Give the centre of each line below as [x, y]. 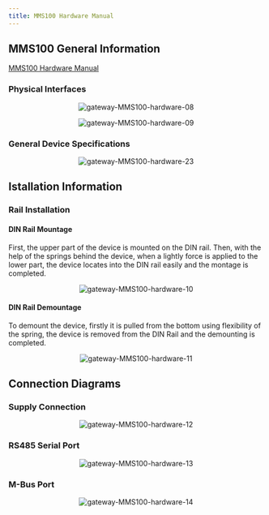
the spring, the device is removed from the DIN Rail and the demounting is [132, 334]
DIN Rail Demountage [45, 307]
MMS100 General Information [84, 49]
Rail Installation [39, 210]
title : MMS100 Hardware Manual [61, 16]
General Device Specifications [69, 144]
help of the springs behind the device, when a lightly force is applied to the [133, 255]
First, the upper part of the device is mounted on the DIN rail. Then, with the [135, 247]
